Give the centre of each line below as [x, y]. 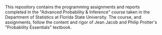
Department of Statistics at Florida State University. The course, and [73, 17]
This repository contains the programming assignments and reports [73, 7]
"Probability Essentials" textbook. [38, 27]
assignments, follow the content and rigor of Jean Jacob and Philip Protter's [81, 22]
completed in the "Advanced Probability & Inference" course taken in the [78, 12]
